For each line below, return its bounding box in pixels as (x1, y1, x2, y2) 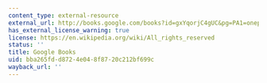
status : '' (8, 41, 44, 49)
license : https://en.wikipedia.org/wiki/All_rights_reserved (8, 33, 215, 42)
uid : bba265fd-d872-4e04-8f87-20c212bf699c (8, 56, 155, 64)
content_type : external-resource (8, 11, 119, 20)
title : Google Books (8, 48, 77, 56)
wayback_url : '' (8, 63, 62, 71)
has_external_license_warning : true (8, 26, 130, 34)
